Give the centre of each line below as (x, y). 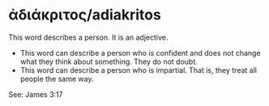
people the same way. (57, 78)
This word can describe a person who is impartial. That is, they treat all (139, 70)
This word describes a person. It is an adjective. (88, 37)
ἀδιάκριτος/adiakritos (85, 15)
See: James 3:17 (36, 94)
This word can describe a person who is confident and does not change (140, 53)
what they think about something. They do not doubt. (109, 61)
